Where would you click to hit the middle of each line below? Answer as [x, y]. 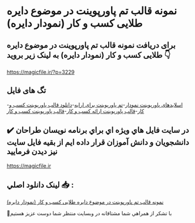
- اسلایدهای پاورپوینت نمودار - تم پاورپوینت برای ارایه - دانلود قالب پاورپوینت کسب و [95, 105]
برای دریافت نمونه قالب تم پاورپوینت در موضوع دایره [91, 45]
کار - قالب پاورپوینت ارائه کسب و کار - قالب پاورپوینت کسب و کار [75, 111]
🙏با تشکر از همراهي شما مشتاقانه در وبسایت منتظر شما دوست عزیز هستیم [89, 214]
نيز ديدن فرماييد [32, 152]
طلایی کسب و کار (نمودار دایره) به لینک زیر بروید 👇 [89, 55]
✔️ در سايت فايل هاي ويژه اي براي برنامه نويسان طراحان [98, 130]
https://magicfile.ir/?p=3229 [41, 72]
